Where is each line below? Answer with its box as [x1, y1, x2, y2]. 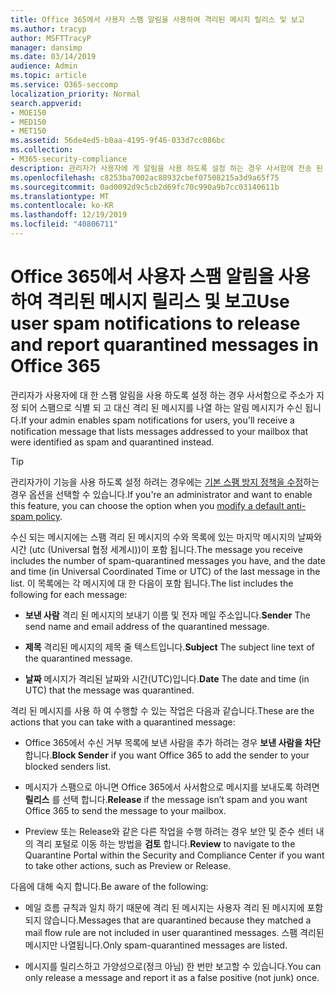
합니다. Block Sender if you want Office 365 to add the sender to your [24, 749, 310, 761]
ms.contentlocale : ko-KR [10, 201, 114, 211]
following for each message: [10, 588, 128, 600]
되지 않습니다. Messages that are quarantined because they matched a [24, 914, 312, 926]
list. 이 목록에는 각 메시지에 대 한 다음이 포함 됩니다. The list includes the [10, 577, 294, 589]
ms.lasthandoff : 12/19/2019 [10, 210, 128, 220]
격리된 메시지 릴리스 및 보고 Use [46, 291, 290, 313]
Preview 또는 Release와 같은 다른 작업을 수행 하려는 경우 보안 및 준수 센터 [24, 825, 314, 837]
